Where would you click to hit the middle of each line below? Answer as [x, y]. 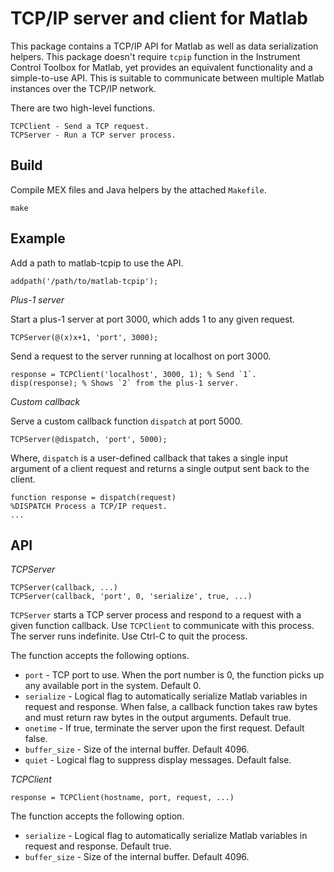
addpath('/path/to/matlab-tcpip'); [84, 281]
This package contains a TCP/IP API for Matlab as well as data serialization [164, 46]
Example [38, 238]
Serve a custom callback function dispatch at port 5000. [126, 421]
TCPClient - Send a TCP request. [80, 126]
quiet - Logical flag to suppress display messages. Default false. [158, 760]
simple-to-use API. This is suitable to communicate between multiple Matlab [167, 78]
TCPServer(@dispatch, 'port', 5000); [89, 439]
